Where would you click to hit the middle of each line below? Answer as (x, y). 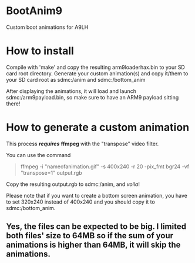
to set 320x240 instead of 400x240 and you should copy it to (81, 202)
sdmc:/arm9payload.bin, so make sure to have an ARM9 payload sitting (93, 97)
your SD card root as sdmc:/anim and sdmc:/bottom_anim (76, 79)
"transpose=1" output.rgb (51, 172)
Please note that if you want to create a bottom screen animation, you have (97, 195)
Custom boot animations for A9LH (47, 27)
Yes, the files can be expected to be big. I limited (96, 227)
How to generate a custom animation (98, 127)
